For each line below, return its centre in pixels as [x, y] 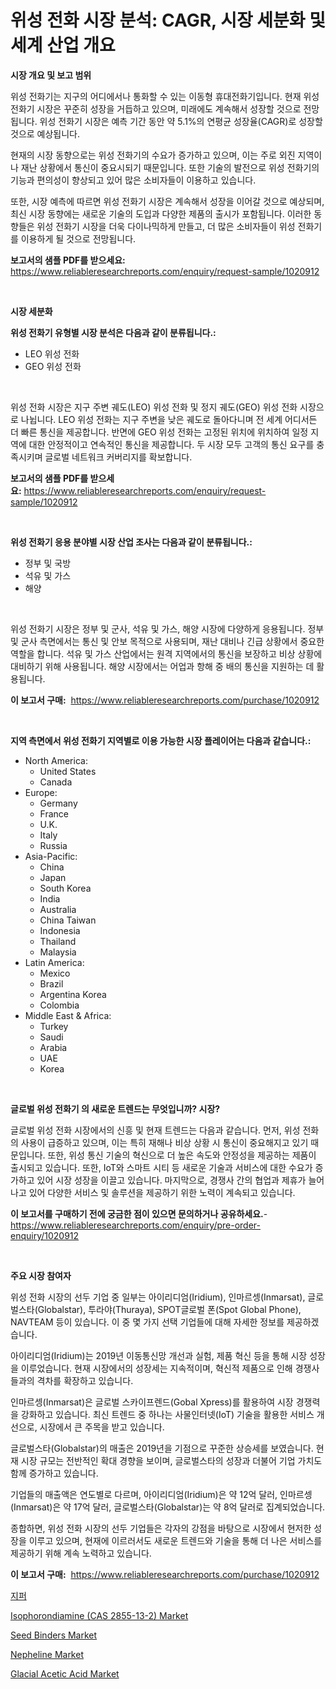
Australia [58, 909]
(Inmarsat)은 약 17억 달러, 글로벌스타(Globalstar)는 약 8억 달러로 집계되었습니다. [168, 1507]
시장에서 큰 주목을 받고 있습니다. [102, 1427]
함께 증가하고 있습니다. [54, 1473]
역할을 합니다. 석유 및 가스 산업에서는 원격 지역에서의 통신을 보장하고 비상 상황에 [166, 653]
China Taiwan [68, 920]
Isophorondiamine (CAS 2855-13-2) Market [99, 1615]
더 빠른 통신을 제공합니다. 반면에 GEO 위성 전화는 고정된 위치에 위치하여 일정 [159, 432]
